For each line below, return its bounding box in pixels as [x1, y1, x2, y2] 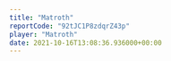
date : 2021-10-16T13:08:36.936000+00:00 [9, 38, 163, 48]
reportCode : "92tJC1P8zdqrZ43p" [9, 22, 130, 30]
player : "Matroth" [9, 30, 78, 39]
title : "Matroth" [9, 13, 74, 22]
